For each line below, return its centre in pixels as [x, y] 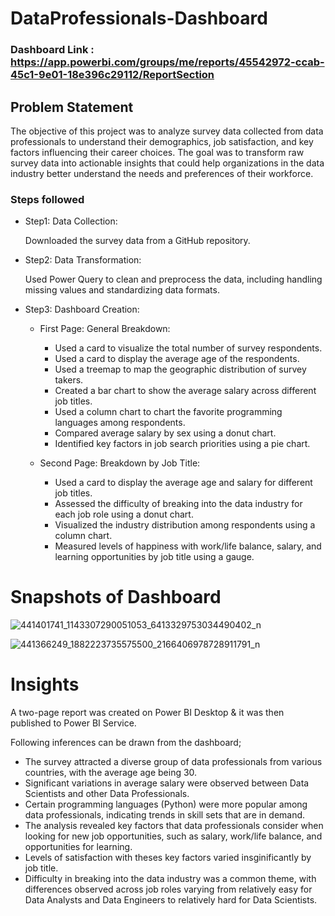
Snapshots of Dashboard [116, 597]
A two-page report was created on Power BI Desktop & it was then [147, 713]
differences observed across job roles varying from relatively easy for [168, 889]
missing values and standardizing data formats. [122, 290]
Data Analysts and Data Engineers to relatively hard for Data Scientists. [171, 900]
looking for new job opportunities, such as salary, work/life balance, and [173, 836]
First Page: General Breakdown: [105, 329]
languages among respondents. [120, 423]
